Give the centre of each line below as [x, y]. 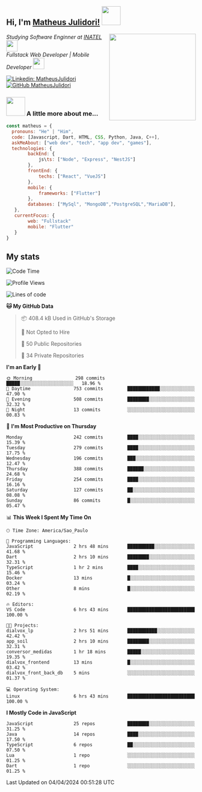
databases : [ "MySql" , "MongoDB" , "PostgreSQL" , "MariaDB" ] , [102, 204]
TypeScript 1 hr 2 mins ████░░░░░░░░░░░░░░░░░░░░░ [101, 568]
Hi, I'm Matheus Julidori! [53, 23]
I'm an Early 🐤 [24, 367]
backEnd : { [41, 154]
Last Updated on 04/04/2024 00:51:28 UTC [60, 782]
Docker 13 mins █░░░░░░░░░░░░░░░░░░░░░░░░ [101, 578]
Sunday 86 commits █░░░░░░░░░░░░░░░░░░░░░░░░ [101, 500]
